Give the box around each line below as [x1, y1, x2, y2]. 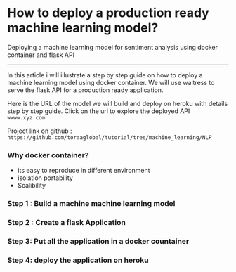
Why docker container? [7, 150, 89, 160]
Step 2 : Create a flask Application [7, 218, 126, 228]
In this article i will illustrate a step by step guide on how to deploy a [7, 70, 203, 79]
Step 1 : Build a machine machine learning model [7, 199, 176, 209]
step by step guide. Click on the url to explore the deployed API [7, 107, 190, 115]
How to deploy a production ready [7, 5, 209, 21]
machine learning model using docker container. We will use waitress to [7, 78, 215, 86]
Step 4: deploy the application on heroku [7, 255, 149, 265]
